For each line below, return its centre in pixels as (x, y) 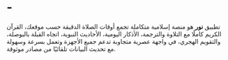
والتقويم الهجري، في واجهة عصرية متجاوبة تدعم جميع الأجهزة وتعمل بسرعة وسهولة (114, 41)
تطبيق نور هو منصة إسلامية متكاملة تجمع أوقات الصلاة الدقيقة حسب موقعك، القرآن (113, 27)
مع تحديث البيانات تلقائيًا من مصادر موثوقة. (61, 49)
